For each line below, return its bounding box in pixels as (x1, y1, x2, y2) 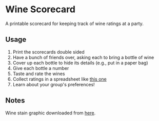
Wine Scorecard (5, 4, 76, 15)
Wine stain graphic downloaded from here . (5, 110, 96, 116)
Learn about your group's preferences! (12, 81, 95, 87)
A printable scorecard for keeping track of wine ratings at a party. (5, 20, 144, 27)
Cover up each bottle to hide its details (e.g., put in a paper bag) (12, 60, 148, 66)
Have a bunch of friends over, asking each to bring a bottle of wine (12, 54, 154, 60)
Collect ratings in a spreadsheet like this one (12, 76, 107, 82)
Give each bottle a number (12, 65, 69, 71)
